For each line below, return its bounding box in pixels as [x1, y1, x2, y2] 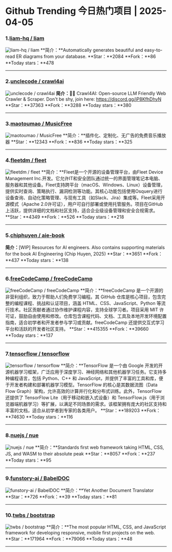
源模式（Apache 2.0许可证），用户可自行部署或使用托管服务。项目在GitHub [5, 201, 163, 207]
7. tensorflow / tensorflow [5, 350, 70, 357]
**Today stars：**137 [5, 332, 53, 338]
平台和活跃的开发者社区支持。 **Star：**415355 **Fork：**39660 [5, 326, 149, 332]
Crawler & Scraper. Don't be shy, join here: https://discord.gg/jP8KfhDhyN [5, 96, 162, 102]
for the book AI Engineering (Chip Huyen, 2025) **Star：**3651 [5, 251, 142, 257]
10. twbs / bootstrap [5, 511, 55, 519]
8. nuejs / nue [5, 432, 39, 439]
